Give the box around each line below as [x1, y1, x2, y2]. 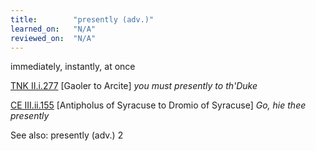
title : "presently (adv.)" [10, 14, 155, 25]
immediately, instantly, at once [10, 61, 136, 73]
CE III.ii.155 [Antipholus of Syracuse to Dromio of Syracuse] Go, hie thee [10, 99, 307, 111]
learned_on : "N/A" [10, 24, 97, 34]
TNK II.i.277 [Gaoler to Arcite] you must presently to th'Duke [10, 80, 258, 92]
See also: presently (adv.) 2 [10, 129, 124, 141]
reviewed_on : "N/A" [10, 33, 97, 43]
